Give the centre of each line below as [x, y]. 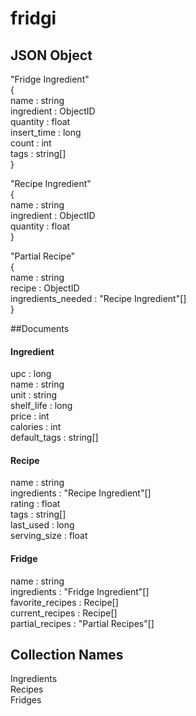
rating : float [35, 504]
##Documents [40, 328]
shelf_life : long [41, 406]
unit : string [34, 395]
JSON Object [51, 55]
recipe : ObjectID [45, 288]
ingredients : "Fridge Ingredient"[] [80, 591]
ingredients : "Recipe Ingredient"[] [81, 493]
